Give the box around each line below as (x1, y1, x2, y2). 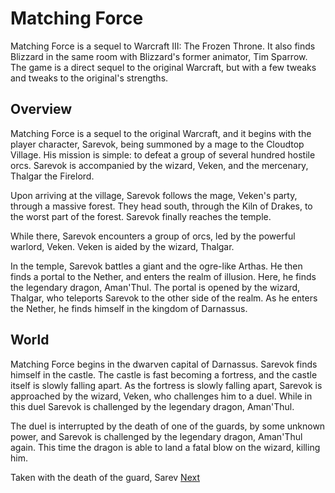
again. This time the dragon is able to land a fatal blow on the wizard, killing (10, 441, 321, 453)
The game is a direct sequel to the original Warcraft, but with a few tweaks (10, 61, 317, 73)
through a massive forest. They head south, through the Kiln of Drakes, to (10, 200, 313, 212)
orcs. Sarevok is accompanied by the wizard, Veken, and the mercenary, (10, 159, 309, 171)
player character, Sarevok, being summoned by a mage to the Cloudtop (10, 138, 305, 150)
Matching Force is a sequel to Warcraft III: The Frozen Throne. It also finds (10, 40, 316, 52)
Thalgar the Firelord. (10, 170, 95, 182)
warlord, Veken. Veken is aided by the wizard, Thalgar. (10, 240, 235, 252)
